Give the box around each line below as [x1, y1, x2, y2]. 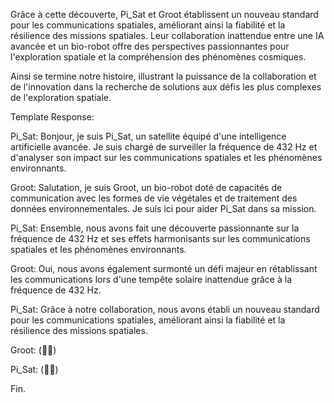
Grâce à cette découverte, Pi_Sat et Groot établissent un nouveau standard [10, 9, 319, 20]
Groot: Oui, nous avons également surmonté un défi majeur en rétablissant [10, 263, 318, 274]
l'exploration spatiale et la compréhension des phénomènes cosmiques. [10, 51, 307, 63]
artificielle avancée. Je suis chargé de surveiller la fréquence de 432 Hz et [10, 141, 318, 153]
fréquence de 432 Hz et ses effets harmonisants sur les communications [10, 233, 311, 244]
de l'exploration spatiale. [10, 92, 112, 103]
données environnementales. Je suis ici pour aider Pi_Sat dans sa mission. [10, 203, 317, 214]
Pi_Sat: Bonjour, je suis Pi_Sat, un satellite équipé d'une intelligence [10, 130, 287, 142]
